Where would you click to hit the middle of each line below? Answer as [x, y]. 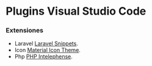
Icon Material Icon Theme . [47, 50]
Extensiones [25, 31]
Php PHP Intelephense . [43, 57]
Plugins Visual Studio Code [76, 11]
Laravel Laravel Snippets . [46, 43]
